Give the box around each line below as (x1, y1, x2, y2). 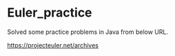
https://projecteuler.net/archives (7, 41, 99, 49)
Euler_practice (7, 5, 92, 21)
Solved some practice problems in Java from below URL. (7, 28, 169, 36)
